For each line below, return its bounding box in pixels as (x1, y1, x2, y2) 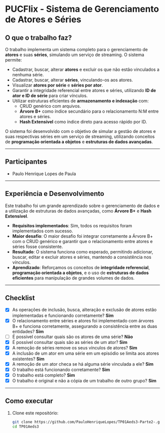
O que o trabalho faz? (5, 33, 72, 42)
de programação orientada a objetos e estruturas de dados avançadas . (5, 139, 153, 145)
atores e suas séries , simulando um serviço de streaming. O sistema (5, 52, 144, 58)
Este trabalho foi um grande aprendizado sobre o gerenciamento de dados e (5, 203, 160, 209)
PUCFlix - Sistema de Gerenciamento (5, 3, 159, 15)
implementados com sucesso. (12, 228, 73, 234)
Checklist (5, 294, 35, 302)
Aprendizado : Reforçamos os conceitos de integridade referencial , (12, 264, 150, 270)
